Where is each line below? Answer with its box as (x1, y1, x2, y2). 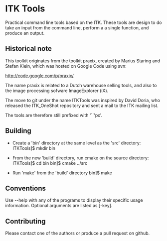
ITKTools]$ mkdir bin (12, 145, 56, 151)
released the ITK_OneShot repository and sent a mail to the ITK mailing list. (5, 103, 159, 109)
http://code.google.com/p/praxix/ (5, 73, 74, 79)
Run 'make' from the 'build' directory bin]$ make (12, 170, 112, 176)
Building (5, 126, 31, 135)
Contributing (5, 217, 46, 226)
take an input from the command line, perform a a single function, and (5, 24, 149, 30)
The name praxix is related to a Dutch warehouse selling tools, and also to (5, 82, 157, 88)
